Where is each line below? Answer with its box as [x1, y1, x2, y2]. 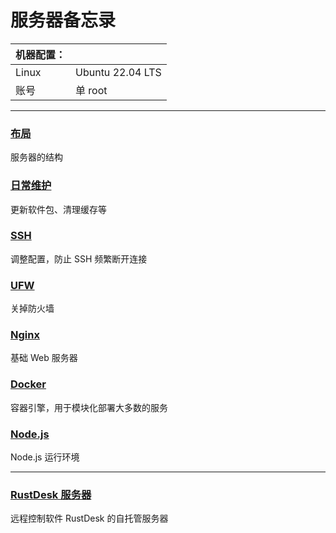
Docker [10, 377, 47, 391]
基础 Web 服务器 [10, 352, 78, 364]
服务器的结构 [10, 151, 63, 163]
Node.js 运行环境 [10, 451, 80, 463]
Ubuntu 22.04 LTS [75, 65, 162, 79]
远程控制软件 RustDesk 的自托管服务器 [10, 512, 169, 525]
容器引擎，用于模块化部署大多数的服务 [10, 401, 168, 413]
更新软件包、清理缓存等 [10, 203, 107, 215]
